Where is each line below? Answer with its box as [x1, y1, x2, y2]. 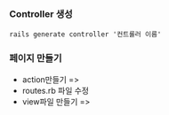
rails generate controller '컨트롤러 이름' [9, 30, 162, 39]
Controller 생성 [9, 7, 73, 19]
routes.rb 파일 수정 [21, 85, 89, 96]
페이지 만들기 [9, 52, 62, 65]
